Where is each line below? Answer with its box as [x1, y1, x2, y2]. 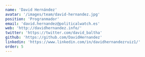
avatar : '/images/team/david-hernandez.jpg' [5, 12, 100, 17]
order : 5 [5, 44, 24, 49]
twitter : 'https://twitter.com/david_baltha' [5, 30, 102, 35]
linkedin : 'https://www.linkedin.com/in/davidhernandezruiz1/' [5, 40, 141, 45]
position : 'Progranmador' [5, 16, 59, 21]
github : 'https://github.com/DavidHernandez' [5, 35, 102, 40]
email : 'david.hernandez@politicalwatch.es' [5, 21, 100, 26]
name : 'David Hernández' [5, 7, 57, 12]
